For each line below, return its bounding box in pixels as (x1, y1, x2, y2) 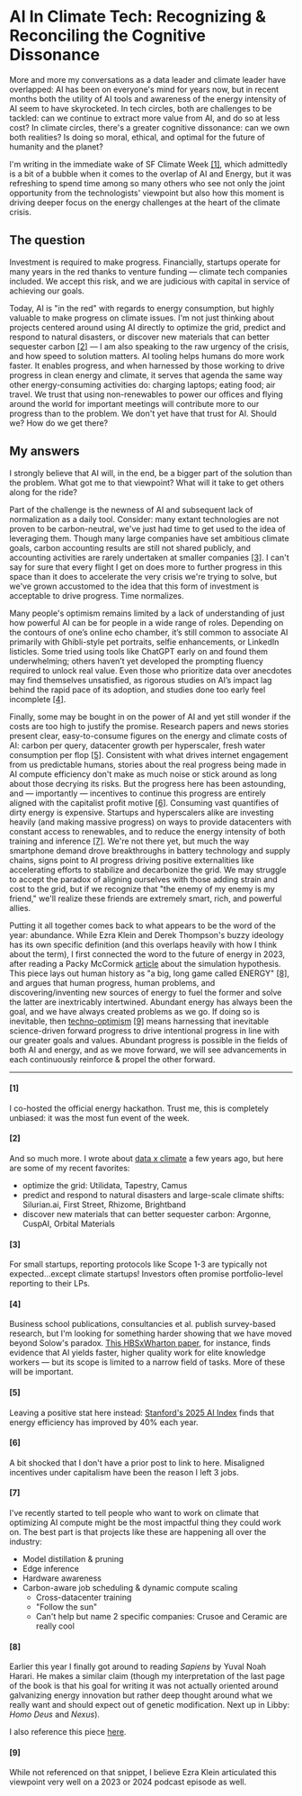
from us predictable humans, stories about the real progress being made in (9, 759, 287, 770)
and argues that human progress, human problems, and (9, 977, 216, 988)
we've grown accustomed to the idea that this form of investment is (9, 581, 259, 591)
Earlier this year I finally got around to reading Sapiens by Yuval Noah (9, 1661, 267, 1672)
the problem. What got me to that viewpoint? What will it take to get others (9, 477, 285, 488)
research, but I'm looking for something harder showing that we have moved (9, 1328, 292, 1339)
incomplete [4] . (9, 693, 67, 704)
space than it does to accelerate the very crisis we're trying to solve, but (9, 571, 278, 582)
